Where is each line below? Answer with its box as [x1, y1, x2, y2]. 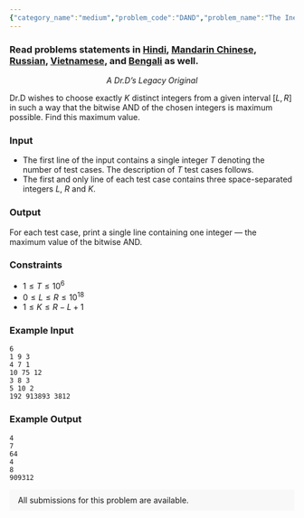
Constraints [9, 259, 63, 271]
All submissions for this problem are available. [17, 494, 189, 505]
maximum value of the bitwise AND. [9, 236, 143, 247]
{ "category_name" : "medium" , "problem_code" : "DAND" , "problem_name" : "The [9, 13, 281, 23]
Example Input [9, 325, 74, 337]
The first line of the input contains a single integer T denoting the [22, 155, 265, 165]
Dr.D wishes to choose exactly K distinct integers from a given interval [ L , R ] [9, 92, 292, 103]
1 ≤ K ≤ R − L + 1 [22, 302, 84, 313]
